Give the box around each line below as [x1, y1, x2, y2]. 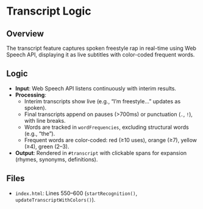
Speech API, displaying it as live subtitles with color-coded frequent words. [6, 51, 195, 58]
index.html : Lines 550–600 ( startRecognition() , [15, 190, 138, 197]
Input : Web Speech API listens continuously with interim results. [15, 84, 177, 92]
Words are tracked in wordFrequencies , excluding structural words [24, 123, 189, 131]
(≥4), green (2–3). [24, 143, 69, 150]
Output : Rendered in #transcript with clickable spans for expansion [15, 149, 187, 156]
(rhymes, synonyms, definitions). [15, 156, 98, 163]
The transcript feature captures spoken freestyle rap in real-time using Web [6, 44, 197, 52]
